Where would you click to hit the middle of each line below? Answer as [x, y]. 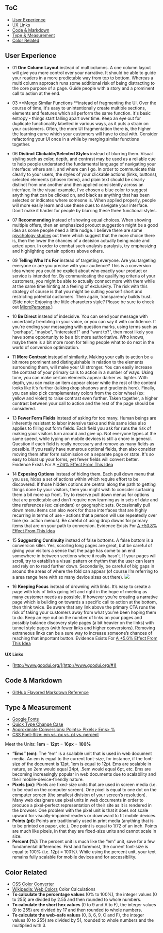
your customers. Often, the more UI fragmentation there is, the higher [81, 128]
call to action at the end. [36, 93]
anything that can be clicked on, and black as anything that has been [81, 195]
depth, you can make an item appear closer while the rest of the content [84, 383]
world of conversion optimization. [46, 347]
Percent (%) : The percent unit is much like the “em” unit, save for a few [83, 842]
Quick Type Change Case [38, 724]
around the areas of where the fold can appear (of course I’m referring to [85, 571]
